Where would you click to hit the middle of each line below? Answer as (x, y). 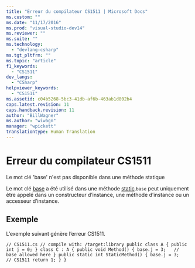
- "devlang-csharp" (35, 50)
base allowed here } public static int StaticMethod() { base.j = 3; (93, 254)
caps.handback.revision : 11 (40, 110)
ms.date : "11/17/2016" (34, 22)
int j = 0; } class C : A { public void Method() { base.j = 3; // (93, 249)
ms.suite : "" (22, 39)
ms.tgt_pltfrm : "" (28, 55)
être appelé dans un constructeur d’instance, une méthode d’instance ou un (97, 195)
